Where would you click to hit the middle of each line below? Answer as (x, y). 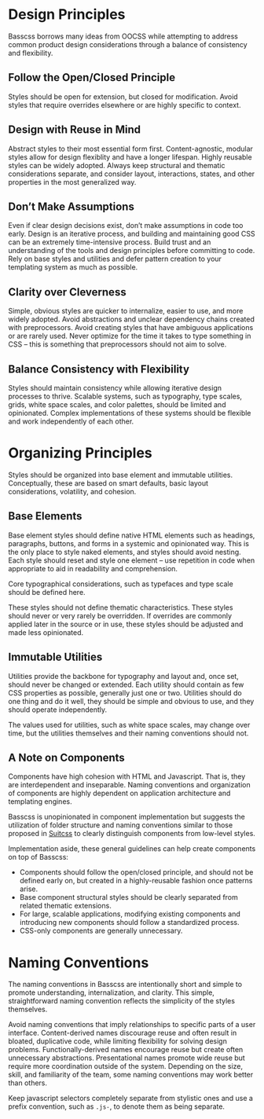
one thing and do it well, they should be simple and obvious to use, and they (131, 701)
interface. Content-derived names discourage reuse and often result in (123, 1033)
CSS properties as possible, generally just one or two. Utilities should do (125, 692)
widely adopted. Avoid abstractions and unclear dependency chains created (132, 319)
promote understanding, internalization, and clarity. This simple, (111, 992)
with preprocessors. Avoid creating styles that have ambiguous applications (131, 328)
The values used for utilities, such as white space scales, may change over (129, 725)
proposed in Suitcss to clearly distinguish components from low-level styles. (132, 834)
